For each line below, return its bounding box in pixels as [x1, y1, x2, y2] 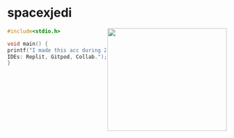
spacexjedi [7, 5, 72, 21]
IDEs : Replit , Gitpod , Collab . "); [7, 53, 108, 60]
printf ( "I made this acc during [7, 46, 101, 53]
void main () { [7, 40, 49, 47]
